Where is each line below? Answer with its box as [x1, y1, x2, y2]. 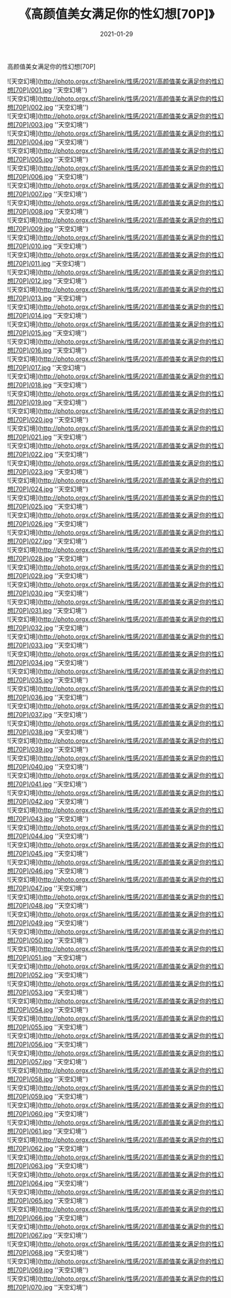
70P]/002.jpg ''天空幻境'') [15, 103, 89, 111]
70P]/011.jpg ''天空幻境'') [15, 259, 87, 267]
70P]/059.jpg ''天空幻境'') [15, 1092, 89, 1100]
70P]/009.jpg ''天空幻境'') [15, 224, 89, 233]
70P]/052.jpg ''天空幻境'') [15, 970, 89, 979]
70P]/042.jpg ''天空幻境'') [15, 797, 89, 805]
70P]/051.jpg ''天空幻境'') [15, 953, 87, 961]
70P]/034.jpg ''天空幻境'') [15, 658, 89, 666]
